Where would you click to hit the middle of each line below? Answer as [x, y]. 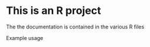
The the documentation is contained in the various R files [75, 27]
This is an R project [54, 11]
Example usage [25, 38]
